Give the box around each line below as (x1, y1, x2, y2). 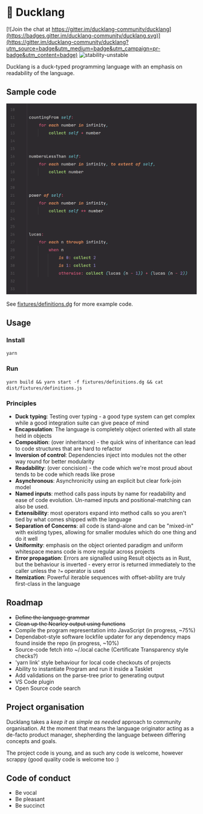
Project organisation (6, 702, 85, 712)
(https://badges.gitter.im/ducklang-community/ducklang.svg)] (6, 31, 161, 39)
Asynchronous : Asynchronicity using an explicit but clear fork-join (14, 477, 181, 485)
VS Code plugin (14, 678, 54, 685)
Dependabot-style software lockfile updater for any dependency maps (14, 633, 191, 640)
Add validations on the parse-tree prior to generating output (14, 672, 165, 679)
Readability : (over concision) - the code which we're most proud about (14, 465, 193, 472)
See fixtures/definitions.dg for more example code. (6, 300, 134, 308)
